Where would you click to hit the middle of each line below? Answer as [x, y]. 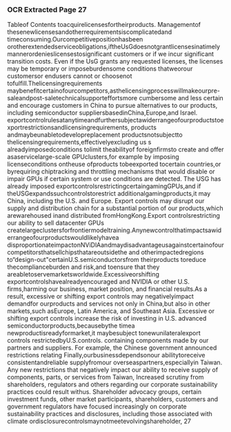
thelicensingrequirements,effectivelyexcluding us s [79, 142]
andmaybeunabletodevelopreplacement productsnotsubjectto [95, 135]
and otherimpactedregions [167, 252]
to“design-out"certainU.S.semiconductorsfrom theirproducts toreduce [107, 260]
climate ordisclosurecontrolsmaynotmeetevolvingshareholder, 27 [99, 421]
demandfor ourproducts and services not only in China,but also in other [109, 304]
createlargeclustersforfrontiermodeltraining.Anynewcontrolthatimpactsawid [114, 230]
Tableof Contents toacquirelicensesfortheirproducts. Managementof [104, 25]
